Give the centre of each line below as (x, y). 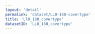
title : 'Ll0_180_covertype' (35, 19)
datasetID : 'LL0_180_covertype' (39, 24)
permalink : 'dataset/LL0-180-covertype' (48, 14)
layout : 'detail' (23, 10)
